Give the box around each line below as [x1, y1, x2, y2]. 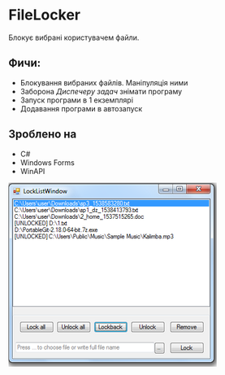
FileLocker [8, 6, 81, 24]
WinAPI [19, 166, 45, 176]
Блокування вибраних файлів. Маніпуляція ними [19, 77, 188, 87]
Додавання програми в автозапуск [19, 103, 143, 113]
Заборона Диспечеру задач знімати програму [19, 86, 183, 96]
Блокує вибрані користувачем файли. [8, 33, 140, 42]
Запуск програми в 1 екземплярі [19, 95, 134, 105]
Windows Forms [19, 157, 75, 168]
